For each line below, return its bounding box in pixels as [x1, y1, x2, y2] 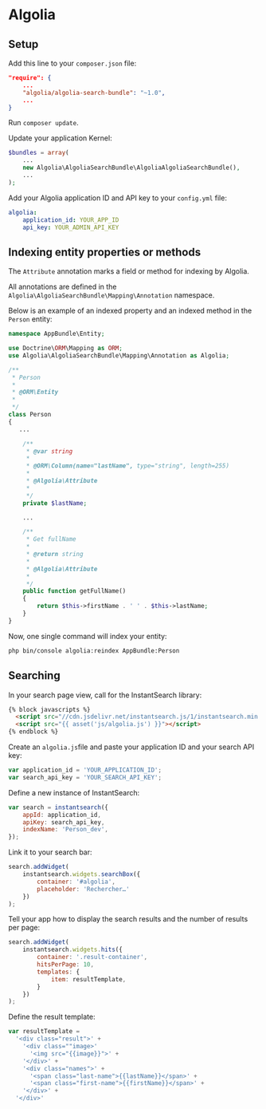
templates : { [37, 968, 80, 976]
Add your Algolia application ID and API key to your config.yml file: [8, 193, 227, 203]
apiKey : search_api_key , [22, 818, 105, 827]
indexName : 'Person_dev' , [22, 826, 109, 834]
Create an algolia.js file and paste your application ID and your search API [8, 742, 255, 752]
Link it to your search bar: [8, 847, 93, 857]
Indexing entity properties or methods [8, 245, 201, 259]
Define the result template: [8, 1012, 96, 1022]
